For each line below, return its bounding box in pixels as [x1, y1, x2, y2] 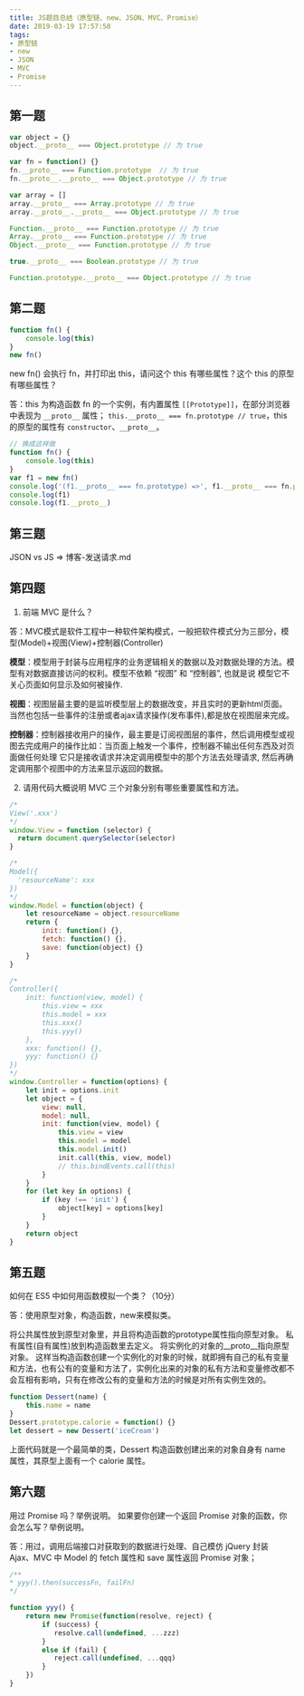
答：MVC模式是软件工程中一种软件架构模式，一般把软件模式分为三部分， [9, 625, 282, 636]
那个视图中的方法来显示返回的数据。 [33, 762, 168, 773]
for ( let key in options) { [25, 1187, 131, 1197]
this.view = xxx [42, 1002, 103, 1011]
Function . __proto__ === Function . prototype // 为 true [9, 224, 219, 233]
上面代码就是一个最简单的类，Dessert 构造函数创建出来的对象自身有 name [9, 1443, 286, 1455]
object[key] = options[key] [57, 1204, 165, 1213]
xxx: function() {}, [25, 1043, 103, 1052]
